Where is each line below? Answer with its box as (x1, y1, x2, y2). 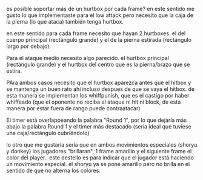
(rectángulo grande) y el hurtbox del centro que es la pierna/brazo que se (6, 61, 190, 68)
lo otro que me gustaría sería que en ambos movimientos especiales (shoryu (6, 141, 198, 148)
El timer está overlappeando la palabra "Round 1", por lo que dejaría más (6, 116, 187, 124)
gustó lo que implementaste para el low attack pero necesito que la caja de (6, 12, 194, 19)
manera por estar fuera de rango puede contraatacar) (6, 105, 141, 112)
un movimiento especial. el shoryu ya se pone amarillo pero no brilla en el (6, 161, 190, 167)
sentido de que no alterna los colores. (6, 167, 101, 174)
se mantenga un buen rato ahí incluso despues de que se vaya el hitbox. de (6, 85, 195, 93)
